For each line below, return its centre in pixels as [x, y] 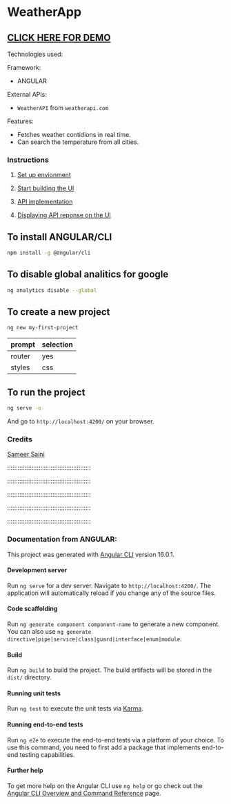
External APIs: [27, 94]
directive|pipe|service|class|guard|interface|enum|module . [94, 639]
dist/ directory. [29, 677]
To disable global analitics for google [88, 274]
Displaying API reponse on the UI [64, 215]
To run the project [46, 392]
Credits [20, 439]
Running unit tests [34, 693]
